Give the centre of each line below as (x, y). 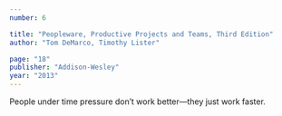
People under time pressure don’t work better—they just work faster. (137, 101)
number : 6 (28, 18)
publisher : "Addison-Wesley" (64, 68)
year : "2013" (34, 76)
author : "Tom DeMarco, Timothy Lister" (85, 43)
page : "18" (30, 59)
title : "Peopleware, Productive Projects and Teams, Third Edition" (141, 34)
